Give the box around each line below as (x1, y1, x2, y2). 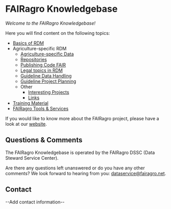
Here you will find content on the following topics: (5, 30, 110, 36)
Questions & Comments (5, 136, 83, 144)
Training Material (12, 100, 49, 106)
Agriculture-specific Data (20, 51, 74, 57)
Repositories (20, 56, 47, 62)
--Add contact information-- (5, 199, 65, 205)
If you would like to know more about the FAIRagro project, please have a (5, 115, 160, 121)
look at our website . (5, 121, 47, 127)
